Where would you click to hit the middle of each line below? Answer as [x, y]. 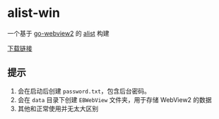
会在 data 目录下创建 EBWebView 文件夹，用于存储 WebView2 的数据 [114, 99]
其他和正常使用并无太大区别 [58, 108]
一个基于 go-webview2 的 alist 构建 [58, 33]
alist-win [34, 13]
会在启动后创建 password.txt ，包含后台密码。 [84, 91]
